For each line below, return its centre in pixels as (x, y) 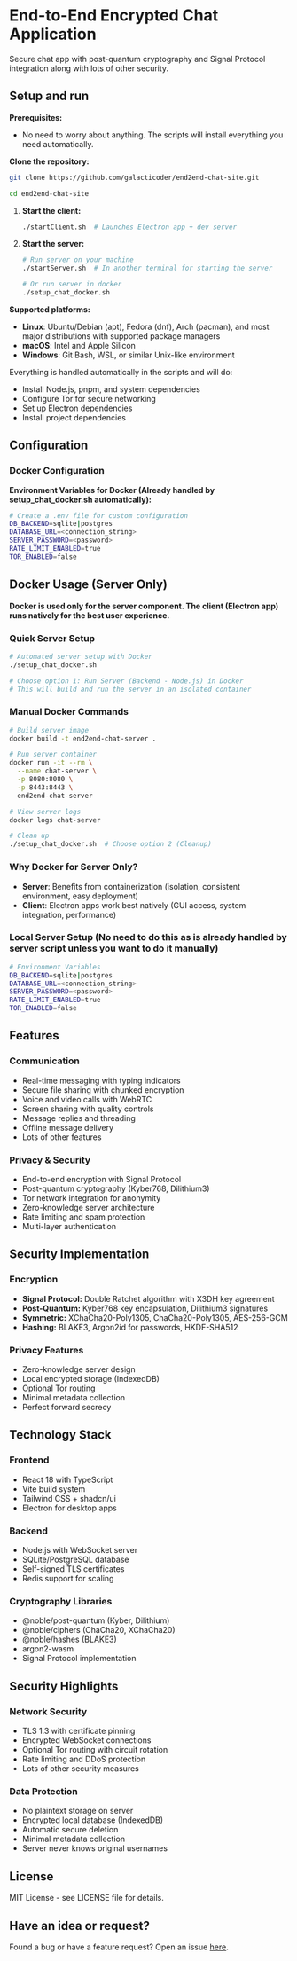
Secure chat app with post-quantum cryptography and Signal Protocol (137, 59)
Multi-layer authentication (69, 1227)
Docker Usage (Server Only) (89, 585)
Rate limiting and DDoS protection (84, 1759)
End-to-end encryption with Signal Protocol (102, 1180)
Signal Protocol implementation (79, 1659)
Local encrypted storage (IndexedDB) (90, 1379)
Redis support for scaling (68, 1579)
